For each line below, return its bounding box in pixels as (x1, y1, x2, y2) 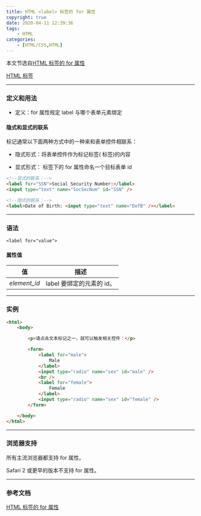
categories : (6, 37, 36, 43)
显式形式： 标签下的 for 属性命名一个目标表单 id (14, 163, 132, 171)
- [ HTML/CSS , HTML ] (17, 43, 63, 48)
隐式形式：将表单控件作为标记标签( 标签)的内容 (14, 151, 130, 158)
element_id (9, 279, 40, 287)
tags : (6, 25, 20, 32)
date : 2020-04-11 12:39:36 (6, 20, 74, 26)
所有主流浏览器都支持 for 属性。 (6, 454, 85, 461)
